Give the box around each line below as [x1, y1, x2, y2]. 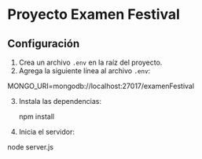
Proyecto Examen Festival [7, 6, 180, 24]
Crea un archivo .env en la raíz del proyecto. [18, 57, 163, 67]
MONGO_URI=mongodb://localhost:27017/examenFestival [7, 81, 194, 91]
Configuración [7, 37, 80, 50]
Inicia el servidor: [18, 128, 75, 136]
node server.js [7, 142, 54, 151]
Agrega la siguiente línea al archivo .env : [18, 66, 151, 76]
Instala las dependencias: [18, 97, 101, 105]
